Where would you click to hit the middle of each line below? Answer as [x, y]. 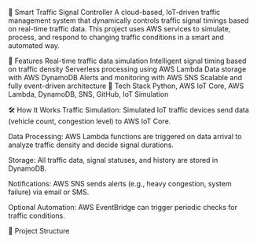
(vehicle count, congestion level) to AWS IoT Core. [90, 121]
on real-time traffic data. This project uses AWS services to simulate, [119, 29]
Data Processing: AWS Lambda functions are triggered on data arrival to [125, 136]
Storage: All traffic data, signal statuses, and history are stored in [113, 160]
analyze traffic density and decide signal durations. [91, 145]
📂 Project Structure [39, 231]
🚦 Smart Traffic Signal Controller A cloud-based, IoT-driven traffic [114, 12]
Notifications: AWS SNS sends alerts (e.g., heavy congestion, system [120, 184]
